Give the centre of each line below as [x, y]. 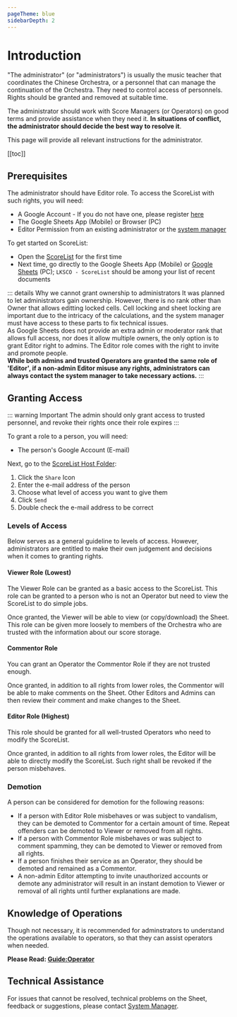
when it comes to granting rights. [55, 556]
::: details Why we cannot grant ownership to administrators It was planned [116, 293]
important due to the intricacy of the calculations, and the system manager [116, 316]
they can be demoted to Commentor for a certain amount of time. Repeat [123, 823]
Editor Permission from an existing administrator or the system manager [122, 229]
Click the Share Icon [46, 478]
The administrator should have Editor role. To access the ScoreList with [111, 193]
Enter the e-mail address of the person [74, 485]
